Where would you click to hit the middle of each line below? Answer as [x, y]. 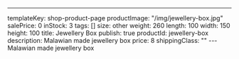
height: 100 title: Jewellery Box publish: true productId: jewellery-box [108, 33]
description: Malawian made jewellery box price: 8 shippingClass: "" [107, 40]
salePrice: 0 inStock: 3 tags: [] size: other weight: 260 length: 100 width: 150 [119, 26]
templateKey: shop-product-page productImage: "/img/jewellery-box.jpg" [115, 18]
